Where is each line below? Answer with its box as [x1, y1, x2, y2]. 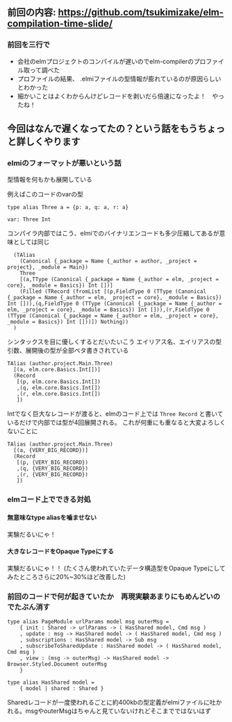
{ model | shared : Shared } [19, 685, 104, 692]
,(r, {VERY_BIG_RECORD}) [16, 471, 89, 478]
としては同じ [13, 238, 50, 246]
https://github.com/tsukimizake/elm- [58, 6, 224, 19]
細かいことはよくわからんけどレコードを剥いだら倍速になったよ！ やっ [17, 92, 224, 100]
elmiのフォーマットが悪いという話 [7, 158, 122, 168]
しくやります [25, 136, 81, 148]
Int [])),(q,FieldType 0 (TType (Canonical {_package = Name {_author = [7, 301, 222, 308]
